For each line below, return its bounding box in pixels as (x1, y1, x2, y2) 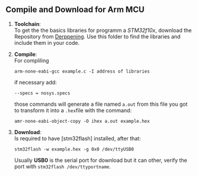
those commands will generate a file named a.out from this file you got (14, 100, 188, 107)
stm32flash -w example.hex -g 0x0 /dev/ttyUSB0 (14, 146, 134, 152)
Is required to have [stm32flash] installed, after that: (14, 135, 141, 142)
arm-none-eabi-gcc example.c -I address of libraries (14, 68, 150, 74)
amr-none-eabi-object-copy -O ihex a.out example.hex (14, 118, 150, 124)
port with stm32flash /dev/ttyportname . (14, 162, 111, 170)
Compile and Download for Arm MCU (5, 5, 145, 15)
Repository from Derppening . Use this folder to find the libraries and (14, 32, 181, 40)
